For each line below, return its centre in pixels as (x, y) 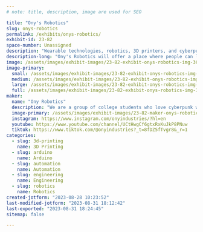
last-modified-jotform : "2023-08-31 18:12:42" (66, 203)
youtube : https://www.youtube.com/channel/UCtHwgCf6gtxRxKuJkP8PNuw (100, 124)
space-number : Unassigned (39, 45)
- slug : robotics (34, 186)
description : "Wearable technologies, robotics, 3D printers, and (92, 51)
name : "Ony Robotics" (39, 102)
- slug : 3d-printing (37, 141)
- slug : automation (36, 164)
